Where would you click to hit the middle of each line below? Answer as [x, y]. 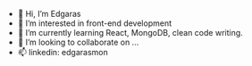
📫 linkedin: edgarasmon [63, 52]
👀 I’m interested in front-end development [95, 23]
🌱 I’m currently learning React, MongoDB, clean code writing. [130, 33]
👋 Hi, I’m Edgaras [49, 14]
